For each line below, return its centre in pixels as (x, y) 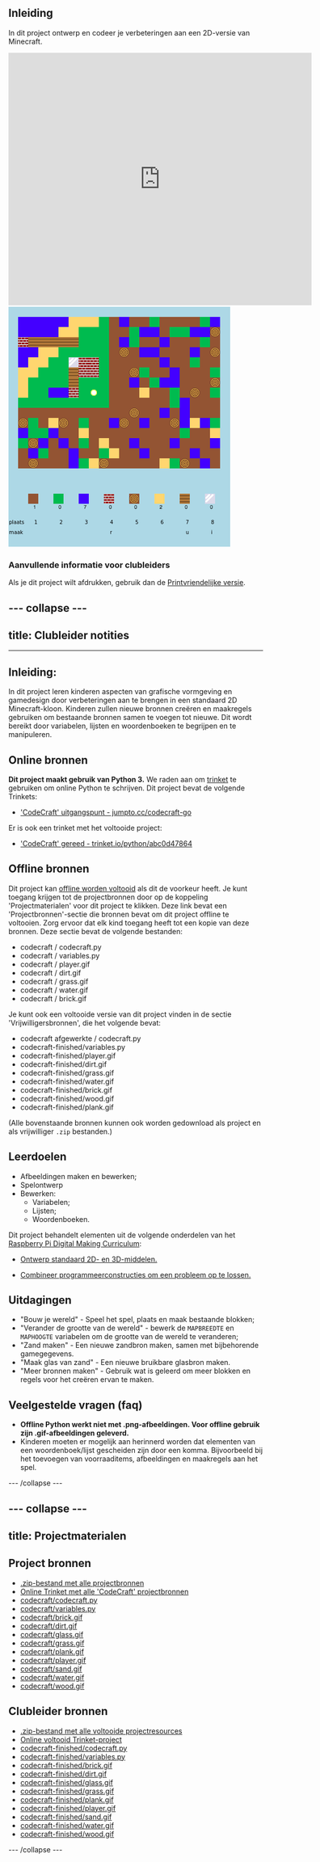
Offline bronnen (49, 869)
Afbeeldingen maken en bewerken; (78, 1176)
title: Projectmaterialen (67, 1536)
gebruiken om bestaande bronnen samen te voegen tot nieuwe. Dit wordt (130, 718)
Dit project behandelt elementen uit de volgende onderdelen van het (122, 1235)
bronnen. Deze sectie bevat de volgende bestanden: (96, 931)
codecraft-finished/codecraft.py (74, 1748)
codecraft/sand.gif (51, 1669)
